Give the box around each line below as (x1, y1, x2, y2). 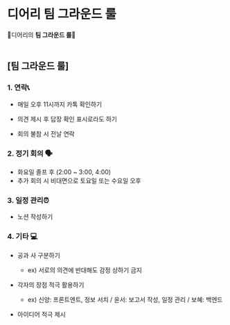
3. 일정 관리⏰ (7, 195, 49, 205)
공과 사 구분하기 (17, 251, 60, 259)
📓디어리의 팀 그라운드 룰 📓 (7, 31, 76, 39)
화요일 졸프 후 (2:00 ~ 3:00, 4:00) (17, 167, 112, 176)
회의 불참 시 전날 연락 (17, 129, 75, 137)
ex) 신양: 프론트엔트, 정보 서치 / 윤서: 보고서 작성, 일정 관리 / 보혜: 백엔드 (27, 295, 223, 303)
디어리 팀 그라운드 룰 (7, 6, 116, 22)
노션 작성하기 (17, 212, 53, 221)
